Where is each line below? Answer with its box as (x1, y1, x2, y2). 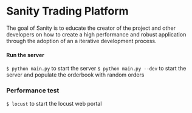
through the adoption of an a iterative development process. (6, 37, 157, 44)
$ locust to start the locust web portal (6, 100, 102, 108)
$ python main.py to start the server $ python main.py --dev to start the (6, 65, 187, 72)
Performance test (6, 86, 60, 95)
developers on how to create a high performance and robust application (6, 30, 187, 38)
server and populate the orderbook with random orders (6, 71, 145, 78)
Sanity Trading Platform (6, 4, 129, 18)
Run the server (6, 51, 44, 58)
